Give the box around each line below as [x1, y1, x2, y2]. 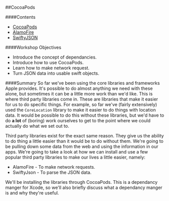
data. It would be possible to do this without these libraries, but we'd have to [5, 112, 164, 118]
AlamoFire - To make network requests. [12, 164, 95, 170]
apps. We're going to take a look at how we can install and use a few [5, 149, 148, 155]
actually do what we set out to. [5, 123, 69, 129]
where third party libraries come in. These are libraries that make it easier [5, 96, 158, 102]
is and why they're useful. [5, 190, 59, 196]
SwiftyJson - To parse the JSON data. [12, 169, 92, 175]
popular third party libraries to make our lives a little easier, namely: [5, 154, 146, 160]
